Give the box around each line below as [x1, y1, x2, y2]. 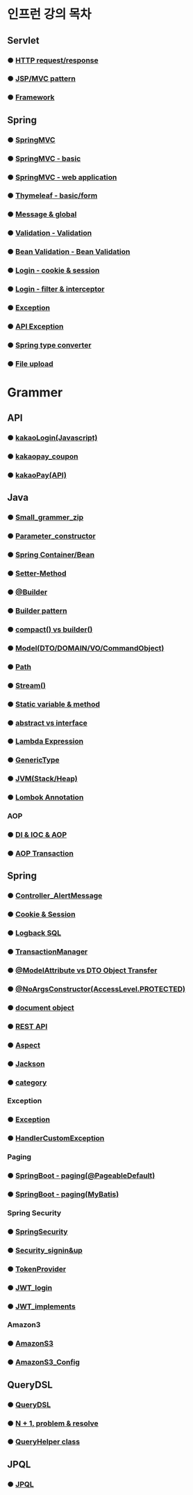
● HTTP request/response [7, 55, 99, 65]
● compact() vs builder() [7, 624, 93, 634]
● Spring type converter [7, 340, 92, 350]
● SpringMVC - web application [7, 172, 117, 182]
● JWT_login [7, 1283, 53, 1293]
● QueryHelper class [7, 1437, 81, 1447]
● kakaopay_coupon [7, 451, 78, 461]
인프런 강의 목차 [7, 6, 92, 22]
